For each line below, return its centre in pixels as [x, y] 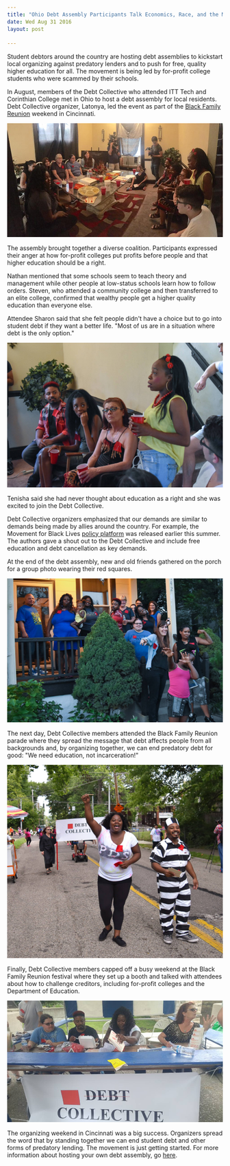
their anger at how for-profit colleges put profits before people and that [107, 255]
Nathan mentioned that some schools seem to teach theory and [97, 276]
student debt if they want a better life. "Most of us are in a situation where [111, 326]
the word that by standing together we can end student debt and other [106, 1141]
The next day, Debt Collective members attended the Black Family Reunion [112, 733]
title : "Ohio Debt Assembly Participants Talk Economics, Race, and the [113, 14]
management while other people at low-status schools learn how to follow [112, 283]
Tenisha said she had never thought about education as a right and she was [114, 498]
